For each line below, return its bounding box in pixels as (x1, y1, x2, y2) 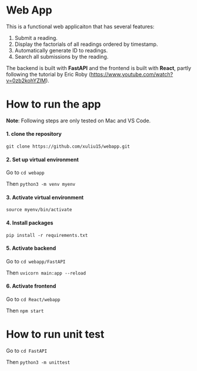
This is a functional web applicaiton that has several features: (6, 23, 155, 30)
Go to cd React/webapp (6, 296, 61, 303)
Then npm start (6, 307, 44, 315)
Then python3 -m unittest (6, 359, 71, 366)
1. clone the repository (6, 131, 62, 138)
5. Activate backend (6, 245, 56, 252)
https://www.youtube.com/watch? (91, 71, 173, 78)
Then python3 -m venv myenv (6, 181, 76, 188)
